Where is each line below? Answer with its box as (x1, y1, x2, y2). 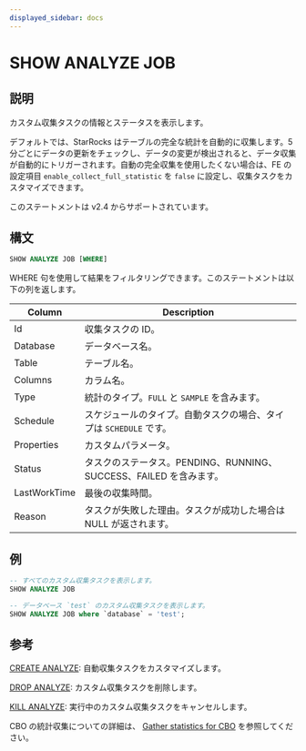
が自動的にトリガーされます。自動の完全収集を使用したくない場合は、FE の (9, 158, 292, 169)
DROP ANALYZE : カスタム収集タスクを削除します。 (9, 682, 202, 693)
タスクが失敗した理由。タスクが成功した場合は (84, 504, 285, 517)
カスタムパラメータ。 (84, 439, 176, 452)
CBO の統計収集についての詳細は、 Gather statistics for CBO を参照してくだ (9, 721, 294, 732)
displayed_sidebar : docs (9, 13, 104, 23)
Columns (14, 374, 53, 387)
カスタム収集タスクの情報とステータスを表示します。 (9, 117, 209, 127)
